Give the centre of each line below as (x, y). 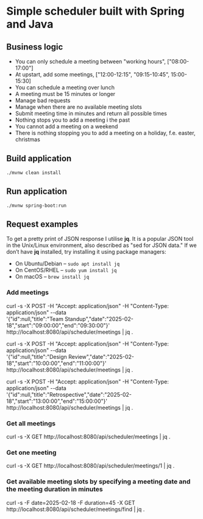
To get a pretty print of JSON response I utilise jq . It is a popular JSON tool (100, 239)
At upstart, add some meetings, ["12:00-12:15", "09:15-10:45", (92, 74)
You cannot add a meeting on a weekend (66, 126)
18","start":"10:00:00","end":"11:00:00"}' (56, 363)
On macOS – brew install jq (52, 277)
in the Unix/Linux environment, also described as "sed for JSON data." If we (101, 245)
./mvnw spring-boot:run (37, 205)
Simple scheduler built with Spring (95, 11)
